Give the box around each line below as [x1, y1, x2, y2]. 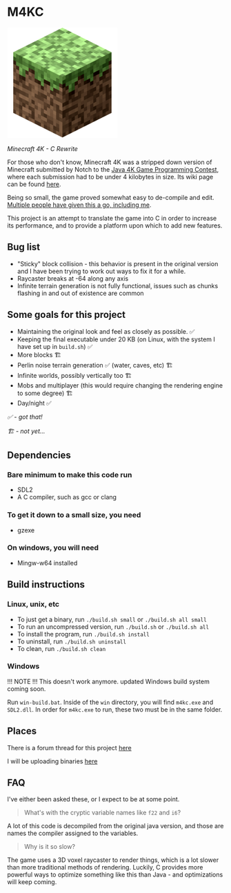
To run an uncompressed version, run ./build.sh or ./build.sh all [17, 622, 209, 631]
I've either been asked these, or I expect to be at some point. [7, 795, 180, 803]
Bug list [7, 241, 41, 253]
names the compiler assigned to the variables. [7, 829, 139, 838]
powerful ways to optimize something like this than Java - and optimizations [7, 870, 223, 879]
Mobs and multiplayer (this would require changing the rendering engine [17, 381, 223, 390]
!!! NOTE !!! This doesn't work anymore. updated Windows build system [7, 677, 210, 685]
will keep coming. [7, 878, 57, 886]
